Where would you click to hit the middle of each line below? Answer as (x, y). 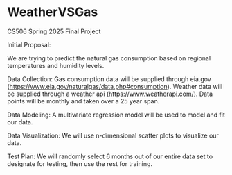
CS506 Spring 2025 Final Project (54, 31)
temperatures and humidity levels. (56, 65)
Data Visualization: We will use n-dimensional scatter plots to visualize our (113, 135)
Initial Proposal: (29, 44)
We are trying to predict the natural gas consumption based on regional (109, 58)
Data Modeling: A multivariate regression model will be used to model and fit (116, 115)
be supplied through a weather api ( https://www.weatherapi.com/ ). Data (110, 94)
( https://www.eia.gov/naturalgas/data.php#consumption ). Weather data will (115, 86)
